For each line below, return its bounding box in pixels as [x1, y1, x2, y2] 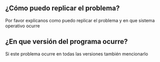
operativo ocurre [5, 23, 40, 29]
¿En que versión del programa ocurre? [5, 37, 128, 46]
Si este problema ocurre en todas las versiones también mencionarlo [5, 50, 148, 57]
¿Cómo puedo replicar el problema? [5, 4, 120, 13]
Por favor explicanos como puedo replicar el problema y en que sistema [5, 17, 155, 23]
